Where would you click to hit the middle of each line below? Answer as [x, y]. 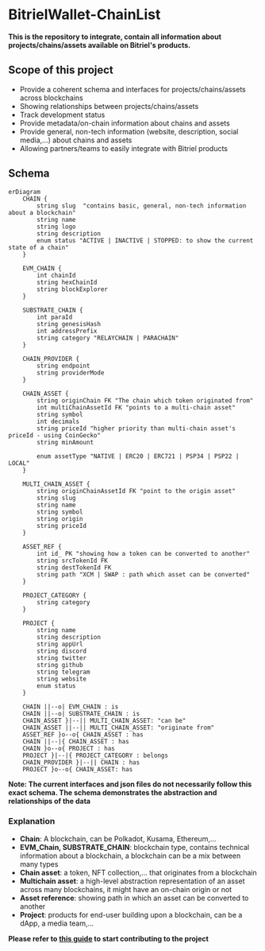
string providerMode [71, 373]
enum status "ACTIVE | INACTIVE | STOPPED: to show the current [145, 240]
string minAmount [65, 442]
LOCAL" [19, 463]
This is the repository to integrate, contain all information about [115, 37]
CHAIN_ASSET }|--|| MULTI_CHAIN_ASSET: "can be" [104, 720]
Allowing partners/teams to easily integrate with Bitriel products [124, 148]
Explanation [32, 821]
